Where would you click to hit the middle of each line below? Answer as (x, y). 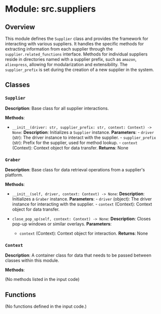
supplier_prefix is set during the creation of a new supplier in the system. (80, 70)
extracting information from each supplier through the (59, 49)
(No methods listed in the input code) (42, 279)
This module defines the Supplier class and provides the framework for (77, 38)
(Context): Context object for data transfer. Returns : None (70, 148)
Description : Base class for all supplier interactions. (57, 108)
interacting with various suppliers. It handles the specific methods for (74, 44)
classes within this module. (32, 260)
